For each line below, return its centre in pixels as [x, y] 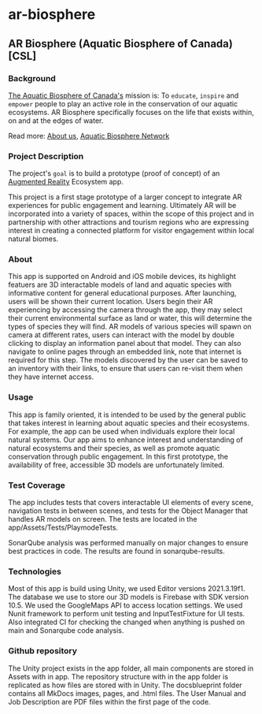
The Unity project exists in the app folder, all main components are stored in [131, 668]
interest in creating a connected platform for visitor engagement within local [131, 231]
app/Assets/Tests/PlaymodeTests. [63, 528]
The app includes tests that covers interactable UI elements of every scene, [131, 503]
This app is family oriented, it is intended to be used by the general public [127, 415]
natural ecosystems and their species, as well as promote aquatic [114, 448]
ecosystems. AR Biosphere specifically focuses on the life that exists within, [131, 112]
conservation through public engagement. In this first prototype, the [118, 456]
